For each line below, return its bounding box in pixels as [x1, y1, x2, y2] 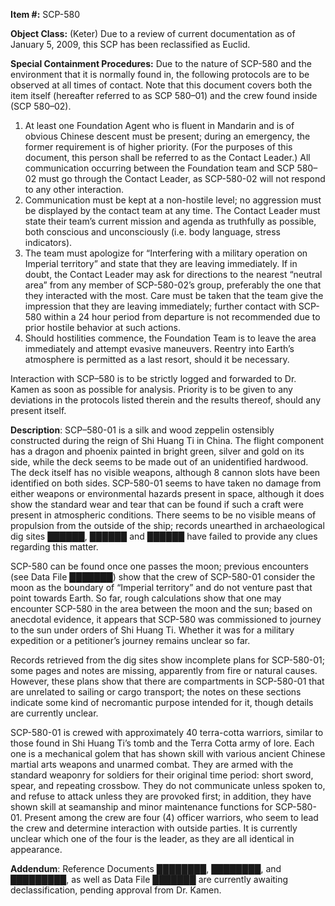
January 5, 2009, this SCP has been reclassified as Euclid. [10, 39, 251, 50]
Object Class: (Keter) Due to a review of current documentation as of [10, 28, 296, 39]
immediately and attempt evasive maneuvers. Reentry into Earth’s [24, 343, 295, 354]
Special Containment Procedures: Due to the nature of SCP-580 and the [10, 58, 312, 69]
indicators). [24, 237, 73, 248]
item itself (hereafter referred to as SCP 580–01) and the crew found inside [10, 90, 318, 101]
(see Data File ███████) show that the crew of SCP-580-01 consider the [10, 571, 316, 583]
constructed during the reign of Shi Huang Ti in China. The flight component [10, 435, 325, 446]
